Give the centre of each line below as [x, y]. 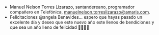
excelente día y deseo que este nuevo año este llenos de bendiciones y [82, 22]
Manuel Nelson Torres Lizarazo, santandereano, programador [72, 7]
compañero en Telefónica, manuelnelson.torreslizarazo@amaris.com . [80, 12]
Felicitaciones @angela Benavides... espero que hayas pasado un [76, 17]
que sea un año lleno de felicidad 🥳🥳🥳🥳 [50, 27]
